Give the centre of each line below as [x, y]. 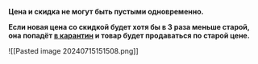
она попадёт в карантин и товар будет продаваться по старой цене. [129, 36]
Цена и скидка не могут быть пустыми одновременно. [106, 12]
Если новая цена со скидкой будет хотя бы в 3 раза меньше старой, [129, 27]
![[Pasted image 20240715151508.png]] [73, 51]
